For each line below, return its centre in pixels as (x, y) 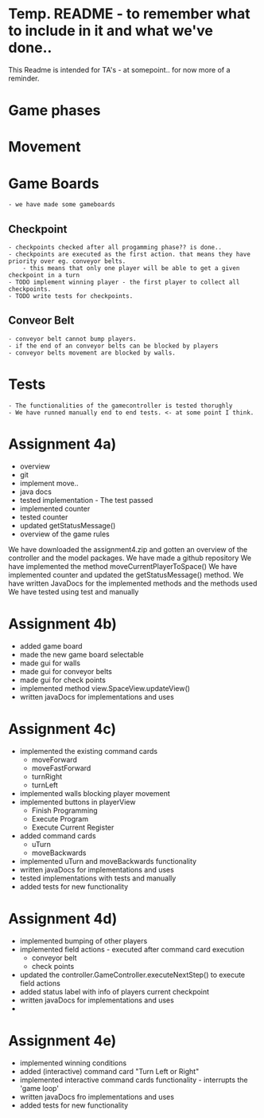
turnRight (47, 776)
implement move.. (49, 483)
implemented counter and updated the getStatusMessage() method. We (126, 575)
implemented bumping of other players (83, 940)
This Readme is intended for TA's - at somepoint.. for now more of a (119, 69)
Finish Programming (64, 810)
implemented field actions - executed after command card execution (132, 949)
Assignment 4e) (62, 1040)
